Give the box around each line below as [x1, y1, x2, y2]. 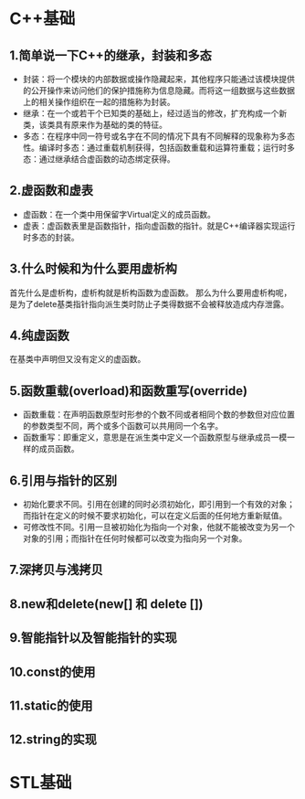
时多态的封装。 [22, 231, 79, 242]
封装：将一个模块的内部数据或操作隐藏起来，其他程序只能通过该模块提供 [22, 74, 295, 84]
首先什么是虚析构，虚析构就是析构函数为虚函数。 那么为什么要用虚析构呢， [9, 287, 292, 298]
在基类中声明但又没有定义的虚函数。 [9, 354, 146, 365]
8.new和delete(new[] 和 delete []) [9, 596, 204, 612]
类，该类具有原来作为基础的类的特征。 [22, 120, 167, 130]
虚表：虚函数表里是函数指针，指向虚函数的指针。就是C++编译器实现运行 [22, 220, 296, 231]
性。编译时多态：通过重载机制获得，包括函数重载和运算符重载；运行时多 [22, 143, 295, 153]
